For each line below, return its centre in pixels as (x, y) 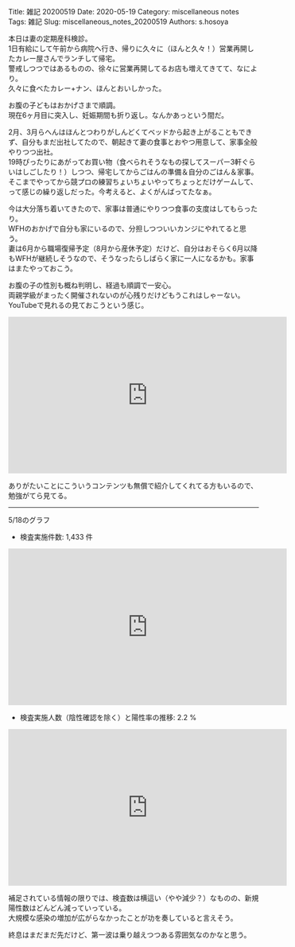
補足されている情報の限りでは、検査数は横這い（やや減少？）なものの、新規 (134, 898)
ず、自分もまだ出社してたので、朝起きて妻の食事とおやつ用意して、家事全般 (133, 142)
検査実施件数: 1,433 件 (56, 537)
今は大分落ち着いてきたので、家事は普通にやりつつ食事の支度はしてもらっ (130, 208)
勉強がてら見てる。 (40, 495)
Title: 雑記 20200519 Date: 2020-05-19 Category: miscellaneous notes (124, 12)
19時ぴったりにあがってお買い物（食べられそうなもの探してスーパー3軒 (125, 162)
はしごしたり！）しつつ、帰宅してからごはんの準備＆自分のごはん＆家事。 (136, 172)
